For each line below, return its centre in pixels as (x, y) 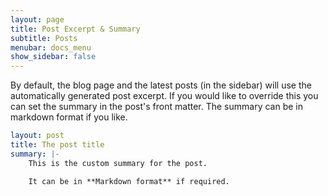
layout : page (37, 19)
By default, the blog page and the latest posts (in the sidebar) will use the (161, 85)
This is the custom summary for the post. (118, 163)
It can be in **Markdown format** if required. (129, 181)
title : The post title (57, 145)
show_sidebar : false (53, 57)
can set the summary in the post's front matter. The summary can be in (156, 107)
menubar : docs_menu (51, 47)
